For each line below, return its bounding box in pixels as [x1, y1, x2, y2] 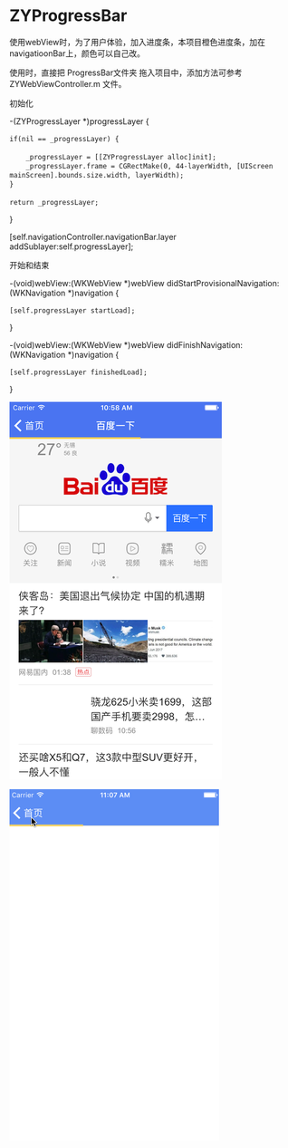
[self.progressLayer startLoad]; [9, 305, 136, 315]
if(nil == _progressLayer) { [9, 134, 120, 143]
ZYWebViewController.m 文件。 [9, 78, 127, 89]
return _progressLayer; [9, 198, 100, 207]
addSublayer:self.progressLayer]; [9, 241, 134, 252]
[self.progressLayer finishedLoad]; [9, 368, 148, 377]
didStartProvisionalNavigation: [166, 277, 280, 288]
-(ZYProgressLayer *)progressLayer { [9, 115, 149, 127]
